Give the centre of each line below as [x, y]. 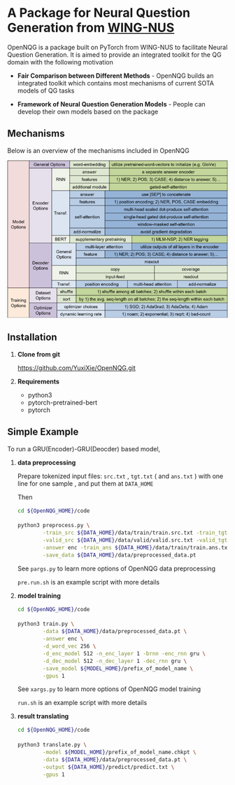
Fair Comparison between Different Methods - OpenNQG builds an [115, 76]
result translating [43, 716]
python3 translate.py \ [52, 745]
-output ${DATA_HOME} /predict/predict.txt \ [109, 767]
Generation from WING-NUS [91, 28]
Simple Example [43, 432]
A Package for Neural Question [99, 13]
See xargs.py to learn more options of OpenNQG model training [109, 689]
